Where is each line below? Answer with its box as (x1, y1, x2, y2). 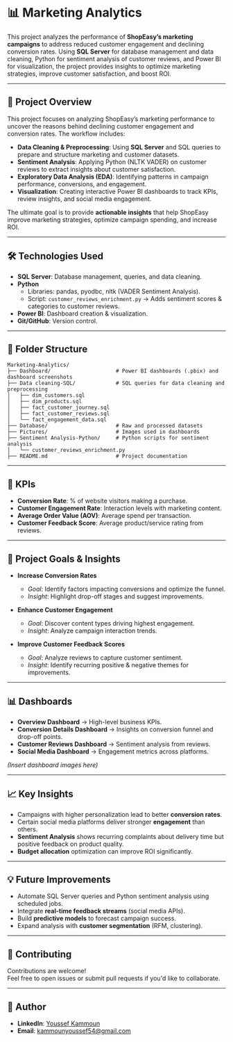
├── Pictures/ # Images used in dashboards (7, 428, 200, 436)
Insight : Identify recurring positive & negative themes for (27, 661, 189, 669)
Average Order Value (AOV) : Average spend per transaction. (17, 512, 192, 520)
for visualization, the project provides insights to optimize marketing (7, 62, 201, 70)
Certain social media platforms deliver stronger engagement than (17, 817, 205, 826)
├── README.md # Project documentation (7, 453, 188, 460)
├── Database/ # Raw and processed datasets (7, 423, 203, 430)
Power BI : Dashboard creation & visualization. (17, 309, 148, 318)
